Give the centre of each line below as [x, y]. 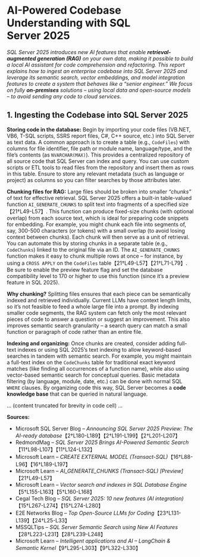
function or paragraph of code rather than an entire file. [75, 331]
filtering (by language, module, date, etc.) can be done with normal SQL [95, 381]
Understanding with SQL [69, 23]
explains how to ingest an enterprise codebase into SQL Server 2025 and [97, 71]
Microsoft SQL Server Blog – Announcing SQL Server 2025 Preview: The [104, 428]
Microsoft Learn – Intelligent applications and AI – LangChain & [93, 541]
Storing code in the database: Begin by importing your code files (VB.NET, [99, 129]
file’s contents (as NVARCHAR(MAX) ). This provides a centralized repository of [99, 155]
